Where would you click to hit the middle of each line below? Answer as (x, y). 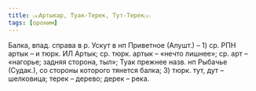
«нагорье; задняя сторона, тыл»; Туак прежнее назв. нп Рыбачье (118, 62)
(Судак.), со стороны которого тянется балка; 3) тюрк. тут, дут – (116, 70)
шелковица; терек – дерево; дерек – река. (79, 78)
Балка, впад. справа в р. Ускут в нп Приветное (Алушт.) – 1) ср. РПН (122, 45)
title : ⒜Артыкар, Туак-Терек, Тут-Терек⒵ (79, 15)
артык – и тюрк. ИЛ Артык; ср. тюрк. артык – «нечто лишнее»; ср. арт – (128, 53)
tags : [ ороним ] (33, 23)
